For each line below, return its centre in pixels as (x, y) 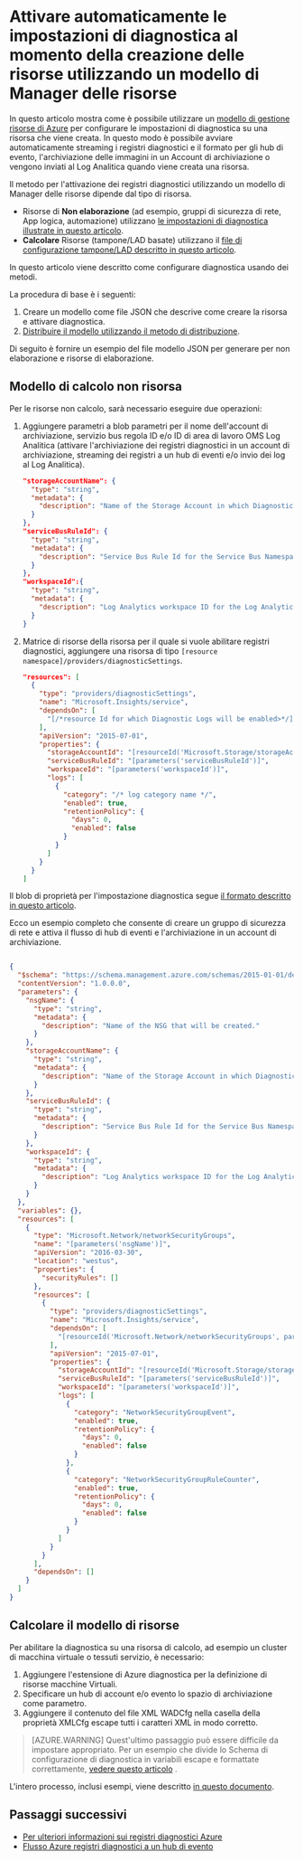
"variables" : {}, (50, 1210)
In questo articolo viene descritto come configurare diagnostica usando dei (149, 267)
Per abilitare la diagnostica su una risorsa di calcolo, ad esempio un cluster (148, 1647)
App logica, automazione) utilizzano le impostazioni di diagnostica (145, 221)
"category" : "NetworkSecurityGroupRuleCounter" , (166, 1479)
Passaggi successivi (69, 1815)
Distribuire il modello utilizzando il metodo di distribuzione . (131, 331)
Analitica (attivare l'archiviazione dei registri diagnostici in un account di (156, 445)
